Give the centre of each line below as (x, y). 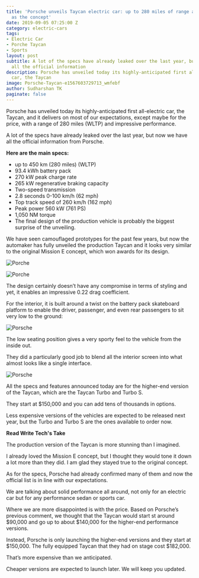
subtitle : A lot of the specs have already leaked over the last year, (96, 61)
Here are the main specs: (38, 153)
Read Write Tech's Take (36, 433)
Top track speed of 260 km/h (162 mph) (63, 202)
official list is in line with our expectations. (57, 480)
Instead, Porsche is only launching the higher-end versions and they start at (99, 540)
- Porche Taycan (26, 45)
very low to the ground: (35, 316)
